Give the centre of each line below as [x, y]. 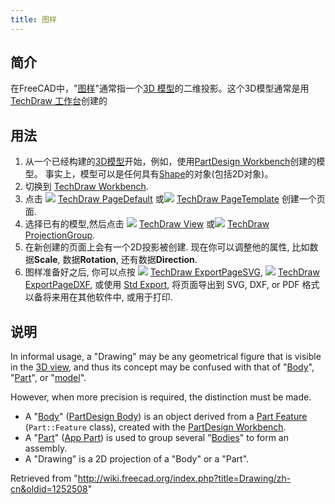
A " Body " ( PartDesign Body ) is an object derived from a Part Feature [166, 417]
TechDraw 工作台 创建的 [59, 101]
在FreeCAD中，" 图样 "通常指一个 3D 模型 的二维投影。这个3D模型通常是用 [160, 88]
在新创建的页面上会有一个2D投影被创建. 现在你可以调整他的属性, [157, 247]
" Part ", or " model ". [48, 378]
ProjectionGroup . [60, 235]
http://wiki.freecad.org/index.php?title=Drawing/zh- [184, 478]
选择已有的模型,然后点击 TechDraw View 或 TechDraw [147, 224]
